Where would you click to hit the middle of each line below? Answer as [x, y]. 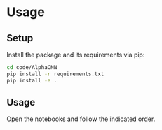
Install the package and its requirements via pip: [76, 55]
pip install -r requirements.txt [55, 74]
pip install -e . [32, 80]
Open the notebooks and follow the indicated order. [81, 119]
